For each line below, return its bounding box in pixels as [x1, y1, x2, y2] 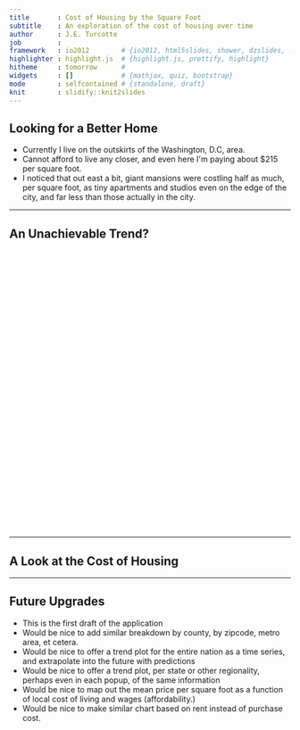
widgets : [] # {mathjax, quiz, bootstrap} [9, 71, 234, 80]
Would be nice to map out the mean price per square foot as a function [21, 684, 284, 694]
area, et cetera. [21, 636, 79, 647]
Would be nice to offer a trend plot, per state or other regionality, [21, 665, 261, 676]
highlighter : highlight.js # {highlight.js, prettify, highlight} [9, 54, 270, 63]
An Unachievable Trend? [9, 226, 150, 241]
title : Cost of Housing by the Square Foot [9, 12, 202, 22]
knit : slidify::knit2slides [9, 87, 146, 96]
